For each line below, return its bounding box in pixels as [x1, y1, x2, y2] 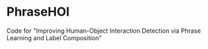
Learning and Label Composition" [6, 33, 102, 42]
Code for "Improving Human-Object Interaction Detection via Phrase [6, 27, 201, 35]
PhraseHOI [6, 4, 70, 20]
